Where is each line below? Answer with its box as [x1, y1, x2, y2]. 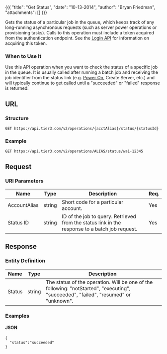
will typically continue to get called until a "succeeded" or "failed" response [5, 80, 160, 86]
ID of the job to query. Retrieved [62, 213, 137, 220]
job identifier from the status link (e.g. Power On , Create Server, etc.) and [5, 75, 155, 81]
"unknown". [45, 297, 74, 304]
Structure [5, 115, 29, 122]
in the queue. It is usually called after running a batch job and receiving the [5, 69, 158, 75]
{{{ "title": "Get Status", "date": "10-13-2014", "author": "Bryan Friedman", [5, 4, 156, 10]
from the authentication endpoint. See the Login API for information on [5, 35, 149, 41]
